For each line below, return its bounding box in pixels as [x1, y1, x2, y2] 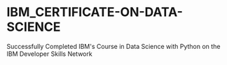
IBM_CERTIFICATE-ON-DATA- [6, 4, 184, 20]
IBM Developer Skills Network [6, 50, 92, 58]
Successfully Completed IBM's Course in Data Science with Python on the [6, 42, 221, 50]
